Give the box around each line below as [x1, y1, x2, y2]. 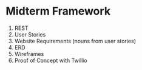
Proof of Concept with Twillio [14, 57, 87, 64]
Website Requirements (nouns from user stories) [14, 37, 137, 44]
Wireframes [14, 50, 44, 57]
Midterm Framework [5, 4, 110, 18]
